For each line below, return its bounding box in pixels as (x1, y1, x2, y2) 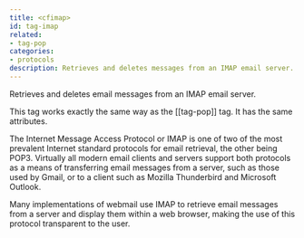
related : (9, 30, 43, 39)
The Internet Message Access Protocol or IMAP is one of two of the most (9, 133, 283, 144)
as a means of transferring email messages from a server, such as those (9, 162, 279, 173)
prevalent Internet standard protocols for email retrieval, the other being (9, 142, 279, 154)
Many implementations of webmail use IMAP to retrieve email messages (9, 198, 279, 209)
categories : (9, 47, 54, 56)
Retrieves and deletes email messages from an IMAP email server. (9, 88, 257, 100)
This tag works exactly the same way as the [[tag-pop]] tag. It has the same (9, 106, 293, 117)
